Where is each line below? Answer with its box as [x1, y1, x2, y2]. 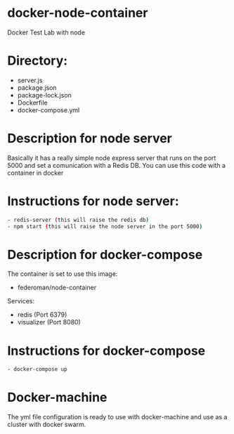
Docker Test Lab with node [7, 28, 86, 37]
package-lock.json [17, 91, 72, 99]
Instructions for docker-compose [7, 343, 206, 359]
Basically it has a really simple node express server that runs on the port [7, 153, 216, 162]
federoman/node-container [17, 283, 97, 292]
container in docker [7, 169, 64, 177]
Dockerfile [17, 98, 48, 107]
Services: [7, 297, 35, 305]
